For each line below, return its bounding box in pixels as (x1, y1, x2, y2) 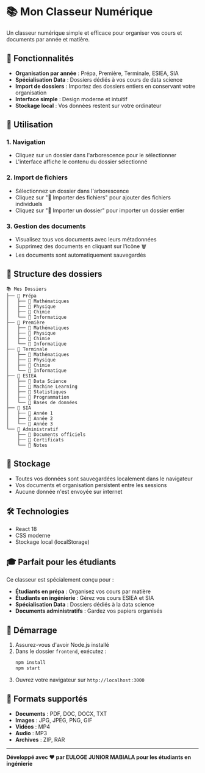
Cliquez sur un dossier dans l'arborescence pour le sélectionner (15, 152, 177, 159)
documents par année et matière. (6, 35, 90, 43)
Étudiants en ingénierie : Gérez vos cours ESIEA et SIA (15, 594, 154, 602)
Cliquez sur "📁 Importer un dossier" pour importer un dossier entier (15, 207, 185, 214)
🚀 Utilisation (6, 119, 54, 130)
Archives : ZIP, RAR (15, 736, 65, 743)
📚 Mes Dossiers (6, 286, 47, 292)
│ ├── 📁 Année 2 (6, 415, 53, 421)
